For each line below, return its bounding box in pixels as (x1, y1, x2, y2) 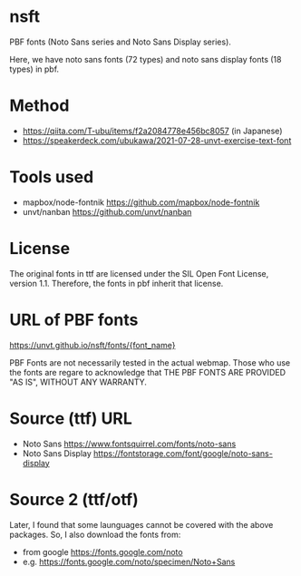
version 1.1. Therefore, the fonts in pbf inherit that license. (9, 278, 224, 288)
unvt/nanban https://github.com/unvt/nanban (22, 206, 192, 217)
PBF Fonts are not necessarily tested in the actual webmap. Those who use (9, 356, 291, 368)
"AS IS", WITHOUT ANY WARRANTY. (9, 376, 148, 387)
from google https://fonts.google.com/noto (22, 546, 183, 557)
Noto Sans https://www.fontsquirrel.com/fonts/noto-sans (22, 438, 237, 449)
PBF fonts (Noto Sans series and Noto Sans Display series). (9, 36, 231, 47)
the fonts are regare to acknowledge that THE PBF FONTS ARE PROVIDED (9, 366, 286, 377)
